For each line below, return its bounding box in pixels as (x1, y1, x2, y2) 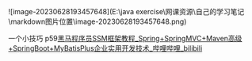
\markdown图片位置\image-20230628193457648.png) (8, 17, 187, 26)
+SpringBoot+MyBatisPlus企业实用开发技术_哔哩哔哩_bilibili (8, 44, 203, 53)
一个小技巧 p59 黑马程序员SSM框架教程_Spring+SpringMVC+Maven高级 (8, 34, 242, 43)
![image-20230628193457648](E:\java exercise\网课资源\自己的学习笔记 (8, 7, 245, 16)
